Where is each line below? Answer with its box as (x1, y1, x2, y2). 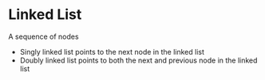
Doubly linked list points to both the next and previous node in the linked (19, 55, 258, 65)
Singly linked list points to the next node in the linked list (19, 47, 205, 56)
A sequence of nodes (8, 32, 79, 41)
